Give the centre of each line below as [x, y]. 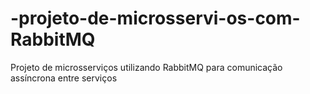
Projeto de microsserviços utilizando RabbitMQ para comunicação [146, 67]
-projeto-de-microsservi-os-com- [155, 18]
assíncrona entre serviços [64, 78]
